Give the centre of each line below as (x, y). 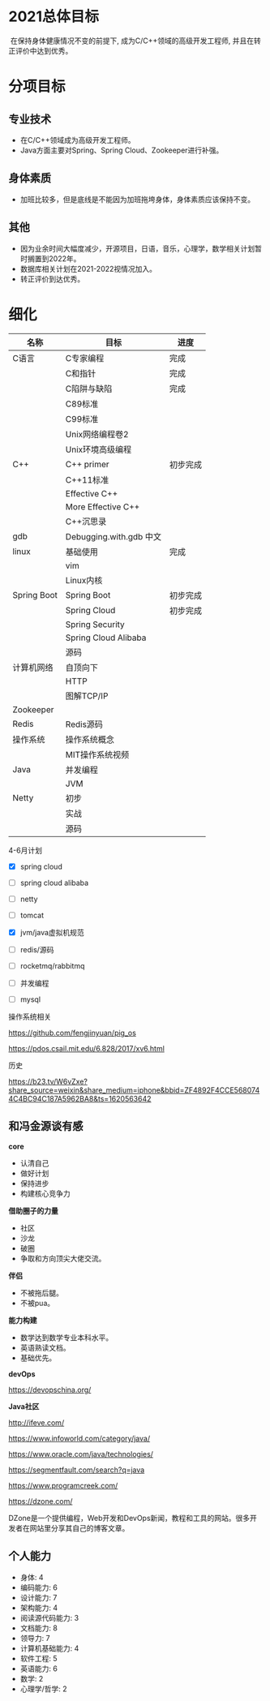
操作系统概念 (90, 739)
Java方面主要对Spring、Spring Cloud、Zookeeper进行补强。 (122, 150)
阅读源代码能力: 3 (49, 1617)
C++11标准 (87, 479)
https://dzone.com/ (41, 1501)
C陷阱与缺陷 (89, 389)
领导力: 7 (35, 1638)
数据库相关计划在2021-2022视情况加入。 (88, 268)
